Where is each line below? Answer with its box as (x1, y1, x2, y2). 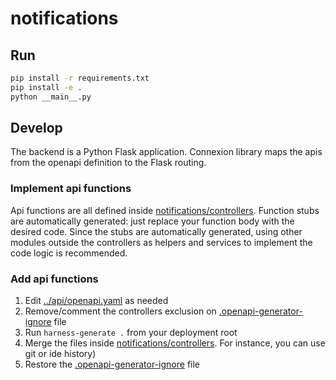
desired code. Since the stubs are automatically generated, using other (10, 225, 303, 237)
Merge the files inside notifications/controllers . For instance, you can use (24, 337, 326, 349)
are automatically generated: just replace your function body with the (10, 215, 295, 227)
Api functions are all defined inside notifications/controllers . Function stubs (10, 204, 320, 216)
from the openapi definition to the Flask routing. (10, 157, 207, 169)
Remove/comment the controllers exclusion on (24, 305, 217, 317)
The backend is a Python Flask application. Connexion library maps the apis (10, 146, 323, 158)
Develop (10, 120, 63, 137)
